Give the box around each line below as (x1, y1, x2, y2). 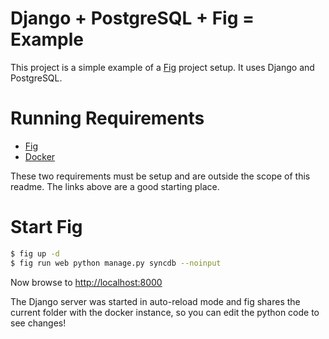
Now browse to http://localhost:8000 (10, 276, 163, 288)
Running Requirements (10, 107, 205, 130)
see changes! (10, 317, 67, 329)
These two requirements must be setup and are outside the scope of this (10, 170, 311, 182)
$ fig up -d (10, 248, 60, 259)
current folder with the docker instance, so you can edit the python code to (10, 306, 320, 318)
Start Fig (10, 216, 83, 239)
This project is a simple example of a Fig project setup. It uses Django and (10, 61, 315, 73)
